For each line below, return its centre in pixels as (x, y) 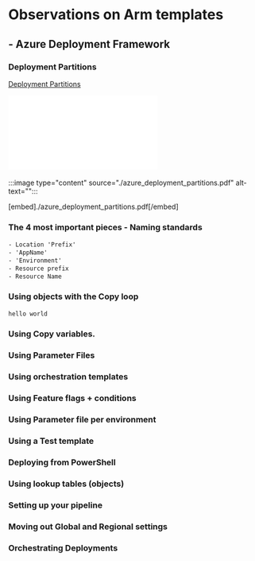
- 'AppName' (28, 253)
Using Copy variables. (52, 334)
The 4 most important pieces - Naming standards (105, 227)
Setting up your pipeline (56, 505)
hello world (28, 314)
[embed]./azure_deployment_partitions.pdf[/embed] (93, 206)
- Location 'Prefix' (42, 245)
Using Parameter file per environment (82, 420)
